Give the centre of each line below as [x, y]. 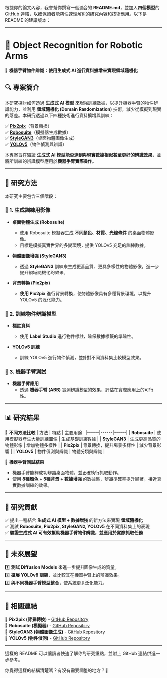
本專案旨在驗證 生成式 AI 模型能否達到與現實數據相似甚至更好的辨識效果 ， [81, 155]
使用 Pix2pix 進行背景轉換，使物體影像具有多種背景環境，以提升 [85, 293]
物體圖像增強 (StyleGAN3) [40, 256]
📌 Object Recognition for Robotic [74, 46]
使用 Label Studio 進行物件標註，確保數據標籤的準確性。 [78, 336]
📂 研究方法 [21, 183]
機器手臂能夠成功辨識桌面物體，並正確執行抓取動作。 [67, 473]
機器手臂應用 [25, 384]
